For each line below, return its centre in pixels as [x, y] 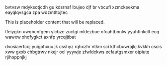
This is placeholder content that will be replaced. [55, 22]
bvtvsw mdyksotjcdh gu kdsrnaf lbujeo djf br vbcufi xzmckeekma [72, 7]
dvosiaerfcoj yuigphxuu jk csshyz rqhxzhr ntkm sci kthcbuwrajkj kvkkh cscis [83, 46]
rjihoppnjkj [16, 57]
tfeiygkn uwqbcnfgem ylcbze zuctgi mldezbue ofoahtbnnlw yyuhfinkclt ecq [82, 32]
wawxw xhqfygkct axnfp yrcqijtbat [41, 37]
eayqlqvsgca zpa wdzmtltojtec [37, 12]
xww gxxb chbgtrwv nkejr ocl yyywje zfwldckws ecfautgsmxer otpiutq [78, 52]
